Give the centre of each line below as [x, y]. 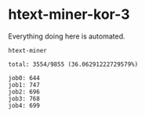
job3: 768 [24, 99]
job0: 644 [24, 78]
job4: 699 [24, 105]
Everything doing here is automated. [67, 36]
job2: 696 [24, 92]
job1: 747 [24, 85]
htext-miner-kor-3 [69, 15]
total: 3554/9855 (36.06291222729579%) [73, 64]
